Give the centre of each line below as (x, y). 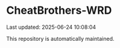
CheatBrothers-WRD (59, 10)
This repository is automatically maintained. (60, 38)
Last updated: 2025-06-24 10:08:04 (51, 27)
